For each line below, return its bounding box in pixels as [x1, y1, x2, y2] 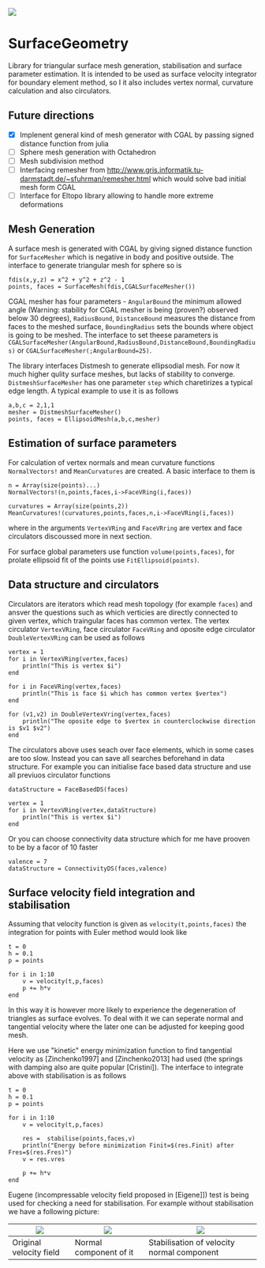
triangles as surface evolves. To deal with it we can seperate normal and [8, 1013, 244, 1024]
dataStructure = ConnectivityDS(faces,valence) [8, 865, 168, 872]
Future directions [8, 109, 95, 123]
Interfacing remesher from [19, 165, 106, 174]
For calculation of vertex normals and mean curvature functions [8, 457, 215, 467]
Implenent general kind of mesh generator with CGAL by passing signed [19, 130, 255, 139]
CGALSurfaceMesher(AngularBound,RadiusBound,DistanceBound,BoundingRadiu [8, 339, 256, 346]
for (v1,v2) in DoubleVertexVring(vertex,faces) [8, 710, 171, 718]
